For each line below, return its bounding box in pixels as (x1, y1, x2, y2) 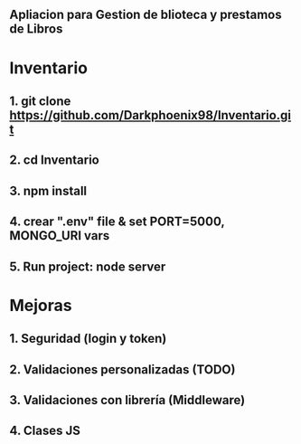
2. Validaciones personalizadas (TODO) (9, 362, 236, 377)
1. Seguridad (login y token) (9, 331, 167, 346)
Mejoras (9, 295, 72, 316)
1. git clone (9, 93, 71, 109)
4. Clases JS (9, 423, 81, 439)
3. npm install (9, 183, 88, 198)
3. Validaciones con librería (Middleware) (9, 392, 246, 408)
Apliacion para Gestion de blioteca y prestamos (9, 7, 282, 23)
